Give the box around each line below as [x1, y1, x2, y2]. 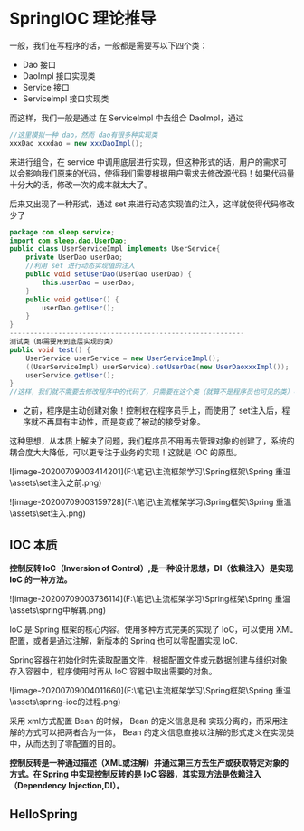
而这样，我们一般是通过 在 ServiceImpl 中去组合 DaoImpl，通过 [9, 112, 244, 123]
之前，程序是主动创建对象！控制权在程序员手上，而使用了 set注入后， [22, 405, 282, 416]
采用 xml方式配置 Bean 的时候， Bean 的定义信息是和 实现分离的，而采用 [9, 716, 280, 726]
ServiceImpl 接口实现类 [22, 92, 109, 104]
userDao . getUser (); [42, 303, 116, 312]
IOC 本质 [9, 537, 58, 552]
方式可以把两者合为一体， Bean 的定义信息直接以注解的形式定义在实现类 [24, 727, 295, 738]
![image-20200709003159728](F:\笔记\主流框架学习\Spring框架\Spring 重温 [9, 497, 292, 508]
